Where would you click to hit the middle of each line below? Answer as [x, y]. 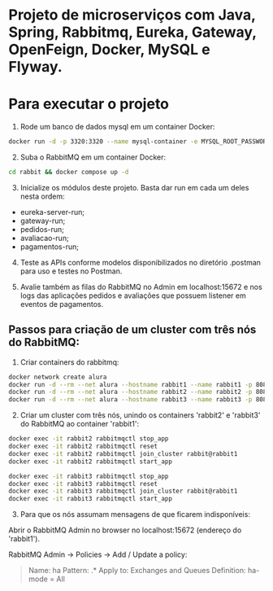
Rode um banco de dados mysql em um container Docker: [117, 127]
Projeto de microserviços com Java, [132, 15]
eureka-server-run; [52, 212]
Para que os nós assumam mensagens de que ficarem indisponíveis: [135, 514]
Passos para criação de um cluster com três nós [132, 330]
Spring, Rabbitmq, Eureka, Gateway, [133, 32]
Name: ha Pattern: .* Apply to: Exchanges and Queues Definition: [137, 571]
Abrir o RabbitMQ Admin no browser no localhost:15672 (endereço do [125, 530]
